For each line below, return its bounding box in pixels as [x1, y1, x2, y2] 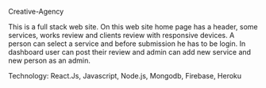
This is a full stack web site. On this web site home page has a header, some [8, 22, 258, 31]
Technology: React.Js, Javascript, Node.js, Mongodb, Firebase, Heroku [8, 71, 242, 80]
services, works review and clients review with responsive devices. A [8, 31, 235, 40]
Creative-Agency [8, 7, 64, 16]
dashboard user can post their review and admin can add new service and [8, 48, 252, 56]
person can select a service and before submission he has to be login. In [8, 39, 246, 48]
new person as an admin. [8, 55, 91, 65]
